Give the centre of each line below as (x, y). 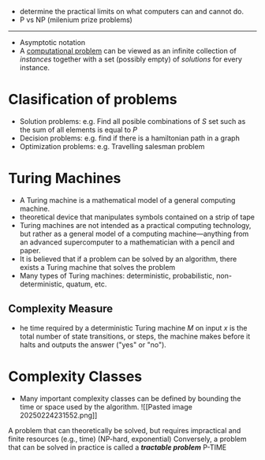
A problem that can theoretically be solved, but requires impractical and (125, 430)
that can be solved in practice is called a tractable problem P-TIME (118, 447)
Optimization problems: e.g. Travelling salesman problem (112, 146)
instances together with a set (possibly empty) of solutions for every (131, 59)
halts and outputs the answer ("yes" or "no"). (93, 344)
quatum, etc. (86, 284)
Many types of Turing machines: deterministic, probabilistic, (117, 275)
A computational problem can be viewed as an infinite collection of (128, 51)
